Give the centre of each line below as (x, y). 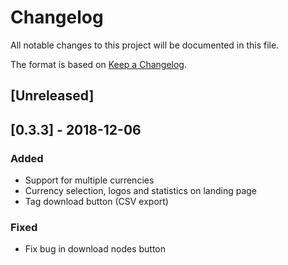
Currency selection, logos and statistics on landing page (140, 191)
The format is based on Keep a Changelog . (98, 64)
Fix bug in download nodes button (95, 249)
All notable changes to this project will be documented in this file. (145, 45)
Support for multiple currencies (89, 180)
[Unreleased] (52, 96)
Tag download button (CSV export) (96, 202)
